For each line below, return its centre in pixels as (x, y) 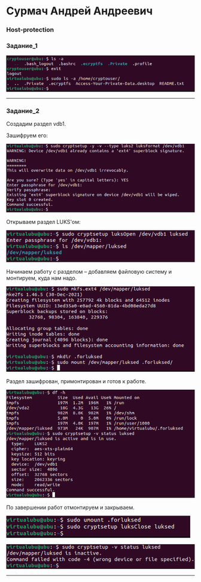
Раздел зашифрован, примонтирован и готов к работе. (76, 381)
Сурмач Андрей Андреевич (80, 11)
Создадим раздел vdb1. (36, 124)
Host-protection (30, 30)
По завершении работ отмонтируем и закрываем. (70, 508)
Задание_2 (23, 111)
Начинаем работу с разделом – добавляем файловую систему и (89, 272)
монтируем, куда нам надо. (42, 278)
